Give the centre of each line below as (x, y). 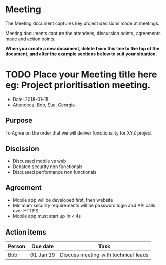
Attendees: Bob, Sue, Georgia (44, 105)
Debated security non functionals (47, 167)
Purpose (19, 121)
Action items (26, 232)
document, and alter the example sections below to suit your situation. (81, 54)
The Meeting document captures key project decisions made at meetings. (82, 23)
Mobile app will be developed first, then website (63, 200)
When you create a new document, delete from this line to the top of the (82, 48)
